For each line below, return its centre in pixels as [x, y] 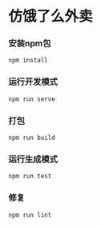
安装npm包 [30, 43]
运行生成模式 [33, 159]
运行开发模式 [33, 82]
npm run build [32, 138]
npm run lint [30, 215]
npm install [28, 61]
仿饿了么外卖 [51, 16]
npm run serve [32, 99]
